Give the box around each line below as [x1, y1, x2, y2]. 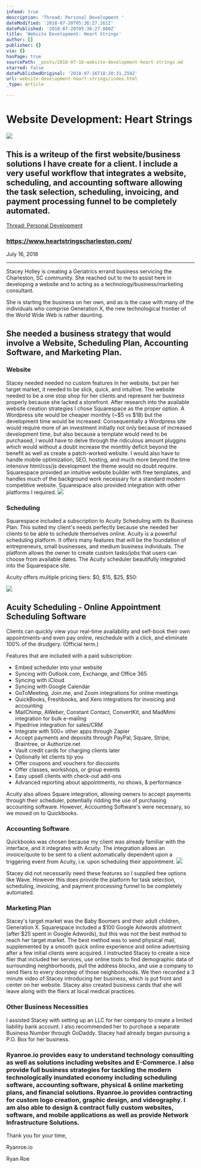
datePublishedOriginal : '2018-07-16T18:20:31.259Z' [6, 70, 138, 76]
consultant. [6, 287, 34, 295]
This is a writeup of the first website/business [6, 150, 181, 160]
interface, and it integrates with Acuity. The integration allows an [6, 845, 165, 852]
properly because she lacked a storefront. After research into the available [6, 398, 190, 406]
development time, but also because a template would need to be [6, 430, 167, 438]
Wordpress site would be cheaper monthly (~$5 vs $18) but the [6, 411, 163, 418]
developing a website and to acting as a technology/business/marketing [6, 281, 184, 288]
